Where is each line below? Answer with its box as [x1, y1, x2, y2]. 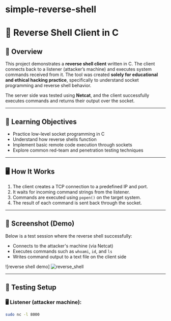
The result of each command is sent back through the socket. [12, 200, 142, 206]
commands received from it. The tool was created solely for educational [5, 71, 158, 78]
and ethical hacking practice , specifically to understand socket [5, 77, 139, 83]
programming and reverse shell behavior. [5, 83, 92, 89]
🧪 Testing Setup [5, 283, 57, 292]
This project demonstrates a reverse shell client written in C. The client [5, 61, 155, 67]
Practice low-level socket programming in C [12, 131, 105, 137]
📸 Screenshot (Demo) [5, 219, 75, 228]
